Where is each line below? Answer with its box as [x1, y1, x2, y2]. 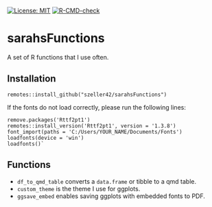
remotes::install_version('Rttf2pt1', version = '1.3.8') [7, 122, 176, 130]
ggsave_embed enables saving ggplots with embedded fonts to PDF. [16, 192, 206, 200]
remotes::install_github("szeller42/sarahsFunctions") [7, 91, 167, 98]
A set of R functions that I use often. [7, 53, 109, 61]
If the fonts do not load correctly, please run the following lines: [7, 103, 187, 111]
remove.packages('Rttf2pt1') [7, 117, 91, 123]
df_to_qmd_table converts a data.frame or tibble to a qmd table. [16, 177, 197, 185]
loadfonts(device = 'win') [7, 134, 84, 141]
